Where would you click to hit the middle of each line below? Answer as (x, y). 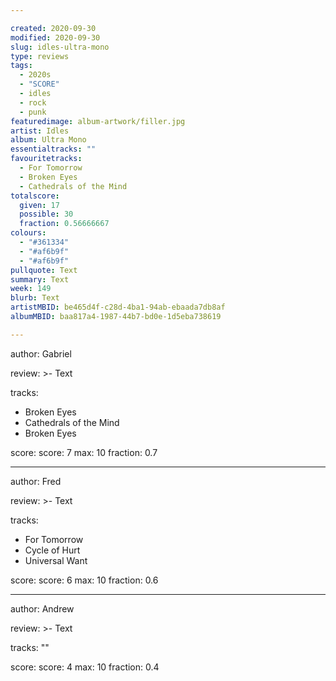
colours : (28, 233)
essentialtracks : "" (53, 149)
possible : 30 (46, 214)
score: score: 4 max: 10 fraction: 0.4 (85, 667)
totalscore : (35, 196)
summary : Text (40, 279)
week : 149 (31, 289)
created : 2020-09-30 (53, 28)
